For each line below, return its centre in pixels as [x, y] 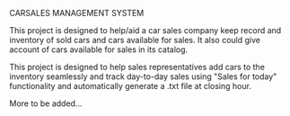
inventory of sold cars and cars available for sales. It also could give [135, 40]
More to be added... [46, 103]
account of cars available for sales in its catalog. [99, 49]
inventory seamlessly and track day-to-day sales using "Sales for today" [143, 76]
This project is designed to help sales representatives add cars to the [137, 67]
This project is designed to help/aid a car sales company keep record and [145, 30]
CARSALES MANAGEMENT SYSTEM [77, 13]
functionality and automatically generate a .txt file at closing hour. [130, 86]
